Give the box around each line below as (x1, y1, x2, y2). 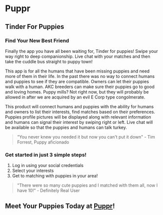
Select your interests (12, 167, 54, 174)
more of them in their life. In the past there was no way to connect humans (5, 73, 155, 79)
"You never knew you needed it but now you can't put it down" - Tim (17, 134, 155, 140)
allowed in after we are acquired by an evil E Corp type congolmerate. (5, 94, 145, 100)
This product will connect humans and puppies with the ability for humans (5, 103, 154, 109)
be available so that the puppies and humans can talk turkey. (5, 124, 127, 130)
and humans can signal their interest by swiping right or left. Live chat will (5, 119, 153, 125)
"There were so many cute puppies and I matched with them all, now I (17, 182, 158, 189)
